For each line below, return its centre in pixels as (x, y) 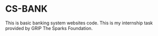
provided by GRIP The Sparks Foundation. (49, 28)
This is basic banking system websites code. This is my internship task (79, 23)
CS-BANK (27, 9)
